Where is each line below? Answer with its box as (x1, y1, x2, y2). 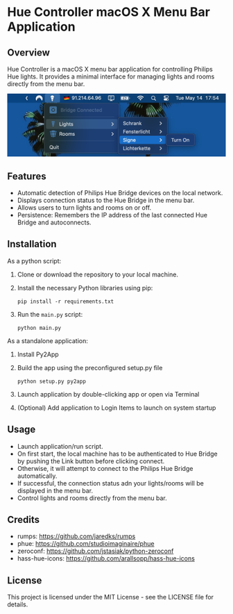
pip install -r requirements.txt (17, 298, 114, 305)
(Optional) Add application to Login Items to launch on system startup (17, 404, 216, 412)
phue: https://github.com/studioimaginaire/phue (17, 540, 155, 548)
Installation (7, 238, 57, 250)
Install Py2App (17, 350, 59, 358)
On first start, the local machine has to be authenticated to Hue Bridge (17, 449, 218, 458)
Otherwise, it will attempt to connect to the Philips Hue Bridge (17, 464, 193, 472)
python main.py (17, 324, 62, 331)
